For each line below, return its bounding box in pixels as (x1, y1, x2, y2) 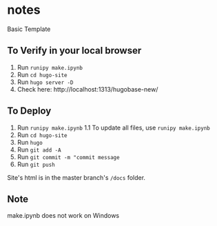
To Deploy (7, 105, 52, 117)
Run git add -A (17, 145, 61, 154)
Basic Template (7, 25, 51, 33)
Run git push (17, 160, 55, 168)
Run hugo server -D (17, 78, 74, 86)
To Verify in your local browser (7, 45, 142, 56)
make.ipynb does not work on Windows (7, 212, 119, 220)
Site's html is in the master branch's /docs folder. (7, 173, 146, 181)
